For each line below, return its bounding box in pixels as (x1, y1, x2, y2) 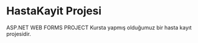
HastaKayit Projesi (6, 4, 102, 18)
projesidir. (6, 30, 32, 37)
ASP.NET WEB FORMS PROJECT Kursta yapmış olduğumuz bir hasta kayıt (6, 24, 192, 31)
